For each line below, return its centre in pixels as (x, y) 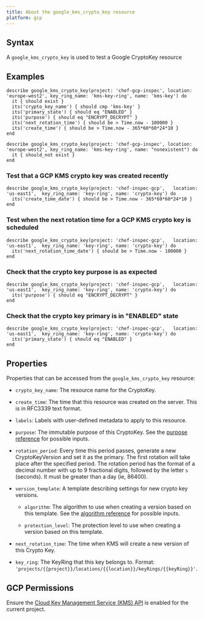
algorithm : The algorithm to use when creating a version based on (107, 507)
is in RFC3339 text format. (48, 409)
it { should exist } (38, 102)
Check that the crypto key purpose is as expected (82, 272)
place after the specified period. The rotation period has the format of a (105, 464)
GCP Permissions (40, 588)
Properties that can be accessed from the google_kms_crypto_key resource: (101, 378)
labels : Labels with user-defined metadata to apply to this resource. (101, 420)
